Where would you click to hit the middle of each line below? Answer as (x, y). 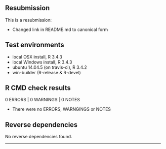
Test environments (35, 45)
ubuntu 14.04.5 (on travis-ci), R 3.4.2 (50, 67)
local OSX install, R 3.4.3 (37, 57)
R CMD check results (38, 88)
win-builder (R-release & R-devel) (46, 72)
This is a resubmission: (28, 20)
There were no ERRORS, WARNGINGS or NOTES (62, 109)
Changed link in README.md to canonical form (60, 30)
